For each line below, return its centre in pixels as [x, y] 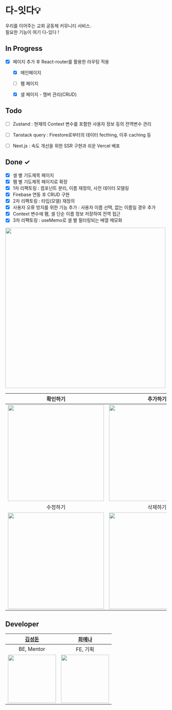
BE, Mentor [32, 649]
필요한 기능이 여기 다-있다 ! [32, 32]
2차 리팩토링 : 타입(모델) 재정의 [44, 201]
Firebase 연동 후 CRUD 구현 [41, 195]
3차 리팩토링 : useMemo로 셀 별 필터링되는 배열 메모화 [68, 220]
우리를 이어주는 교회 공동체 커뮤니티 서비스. [48, 26]
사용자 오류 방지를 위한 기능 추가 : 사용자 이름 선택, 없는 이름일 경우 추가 [84, 207]
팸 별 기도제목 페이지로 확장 [40, 181]
